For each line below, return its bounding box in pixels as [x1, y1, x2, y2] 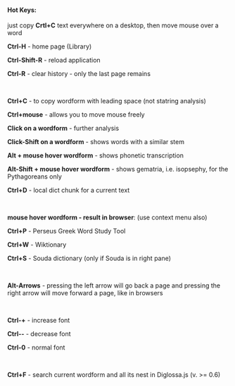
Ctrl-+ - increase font [7, 316, 70, 325]
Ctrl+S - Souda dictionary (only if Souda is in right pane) [7, 254, 171, 263]
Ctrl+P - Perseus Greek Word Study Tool [7, 227, 126, 236]
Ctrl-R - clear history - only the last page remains [7, 70, 151, 78]
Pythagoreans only [7, 172, 62, 181]
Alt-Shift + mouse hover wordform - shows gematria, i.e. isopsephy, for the [7, 165, 229, 174]
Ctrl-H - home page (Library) [7, 42, 92, 51]
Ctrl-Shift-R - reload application [7, 56, 101, 65]
